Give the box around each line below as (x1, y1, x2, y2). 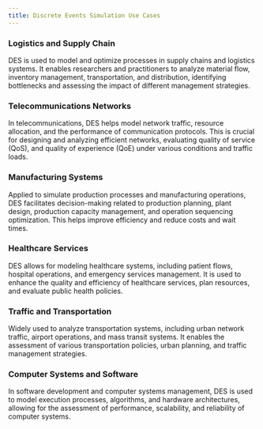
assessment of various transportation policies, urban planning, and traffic (8, 341, 247, 350)
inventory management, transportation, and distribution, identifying (8, 72, 227, 81)
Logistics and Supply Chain (8, 37, 116, 48)
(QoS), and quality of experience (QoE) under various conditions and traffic (8, 144, 253, 153)
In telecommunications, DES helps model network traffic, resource (8, 119, 224, 128)
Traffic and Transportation (8, 306, 112, 317)
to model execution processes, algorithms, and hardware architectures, (8, 395, 241, 405)
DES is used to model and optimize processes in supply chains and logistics (8, 55, 255, 65)
